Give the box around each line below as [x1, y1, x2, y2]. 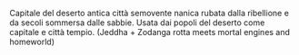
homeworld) [9, 36, 55, 47]
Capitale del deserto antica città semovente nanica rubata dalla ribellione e [9, 8, 289, 18]
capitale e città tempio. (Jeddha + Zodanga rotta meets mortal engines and [9, 27, 291, 37]
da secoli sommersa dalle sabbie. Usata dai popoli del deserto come [9, 17, 265, 28]
